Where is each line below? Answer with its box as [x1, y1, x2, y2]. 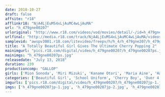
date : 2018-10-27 [5, 7, 41, 12]
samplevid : [5, 39, 27, 44]
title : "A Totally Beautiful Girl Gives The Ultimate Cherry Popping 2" [5, 44, 157, 48]
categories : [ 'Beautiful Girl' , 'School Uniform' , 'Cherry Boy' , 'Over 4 [5, 75, 160, 80]
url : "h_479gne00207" [5, 25, 50, 30]
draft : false [5, 12, 32, 17]
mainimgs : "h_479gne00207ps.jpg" [5, 52, 74, 58]
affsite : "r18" [5, 16, 36, 21]
